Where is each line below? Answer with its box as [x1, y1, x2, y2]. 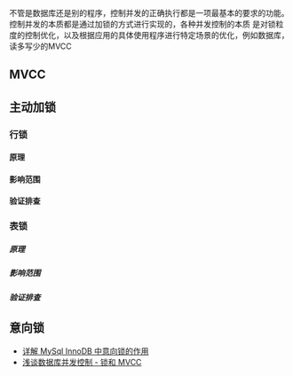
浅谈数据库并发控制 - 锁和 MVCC [21, 356, 142, 367]
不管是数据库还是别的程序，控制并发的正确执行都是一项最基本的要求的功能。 [9, 8, 289, 18]
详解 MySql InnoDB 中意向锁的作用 [21, 345, 149, 356]
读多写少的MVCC [9, 41, 73, 51]
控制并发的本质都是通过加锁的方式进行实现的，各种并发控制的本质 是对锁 [9, 19, 276, 29]
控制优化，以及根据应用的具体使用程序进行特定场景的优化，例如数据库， [24, 30, 289, 40]
